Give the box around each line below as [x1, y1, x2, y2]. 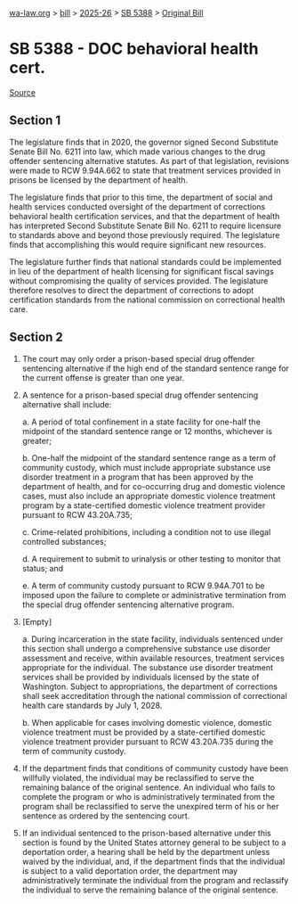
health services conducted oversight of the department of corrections [9, 201, 266, 212]
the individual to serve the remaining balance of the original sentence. [21, 884, 278, 895]
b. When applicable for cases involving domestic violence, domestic [21, 717, 272, 727]
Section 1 [9, 113, 60, 128]
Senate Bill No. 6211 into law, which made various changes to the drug [9, 146, 266, 157]
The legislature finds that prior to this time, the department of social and [9, 192, 273, 202]
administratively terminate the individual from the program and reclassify [21, 875, 289, 885]
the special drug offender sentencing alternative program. [21, 599, 235, 610]
